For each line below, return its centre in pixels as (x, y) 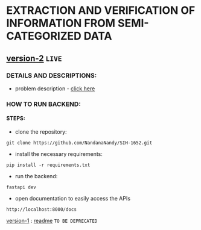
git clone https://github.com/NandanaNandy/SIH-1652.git (79, 143)
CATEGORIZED (44, 36)
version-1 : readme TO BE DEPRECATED (52, 221)
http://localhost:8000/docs (42, 210)
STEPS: (16, 119)
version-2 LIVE (34, 58)
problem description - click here (55, 89)
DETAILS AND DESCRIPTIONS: (52, 75)
